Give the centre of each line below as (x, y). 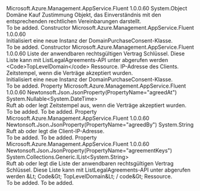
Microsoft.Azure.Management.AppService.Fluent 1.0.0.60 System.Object (97, 8)
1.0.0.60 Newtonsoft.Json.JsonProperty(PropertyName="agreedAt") (92, 92)
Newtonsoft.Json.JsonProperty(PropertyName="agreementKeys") (89, 151)
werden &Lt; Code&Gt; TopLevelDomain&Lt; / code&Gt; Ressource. (89, 176)
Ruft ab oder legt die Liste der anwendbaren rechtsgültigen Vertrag (90, 163)
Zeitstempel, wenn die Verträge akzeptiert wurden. (70, 73)
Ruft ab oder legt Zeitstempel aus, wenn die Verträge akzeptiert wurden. (96, 105)
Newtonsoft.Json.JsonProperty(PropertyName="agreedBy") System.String (100, 125)
